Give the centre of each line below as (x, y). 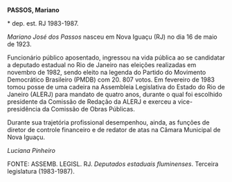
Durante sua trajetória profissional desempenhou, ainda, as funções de (108, 122)
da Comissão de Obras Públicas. (88, 109)
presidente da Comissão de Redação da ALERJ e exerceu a (92, 102)
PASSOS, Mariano (34, 10)
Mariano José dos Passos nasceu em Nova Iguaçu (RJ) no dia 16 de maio (112, 37)
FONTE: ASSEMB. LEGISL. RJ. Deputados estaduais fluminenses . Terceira (113, 164)
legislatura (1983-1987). (41, 171)
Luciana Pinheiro (31, 151)
